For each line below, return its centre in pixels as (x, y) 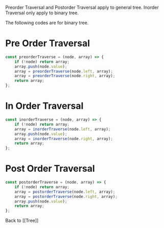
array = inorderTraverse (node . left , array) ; (63, 129)
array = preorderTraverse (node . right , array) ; (65, 76)
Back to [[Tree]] (22, 221)
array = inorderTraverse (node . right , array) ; (64, 139)
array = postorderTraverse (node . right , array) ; (66, 196)
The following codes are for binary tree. (47, 23)
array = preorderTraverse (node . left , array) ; (64, 71)
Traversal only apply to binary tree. (42, 13)
